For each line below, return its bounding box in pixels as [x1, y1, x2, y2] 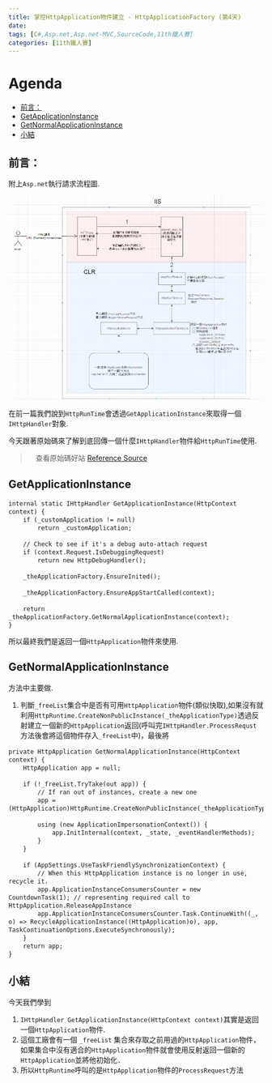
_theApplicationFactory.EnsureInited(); [23, 573, 161, 581]
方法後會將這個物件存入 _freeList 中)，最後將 [19, 730, 170, 740]
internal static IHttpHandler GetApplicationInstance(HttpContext [8, 500, 237, 508]
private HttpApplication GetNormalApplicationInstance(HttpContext [8, 748, 241, 756]
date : [8, 21, 27, 30]
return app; [23, 942, 63, 950]
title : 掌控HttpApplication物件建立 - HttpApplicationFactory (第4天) [8, 13, 242, 21]
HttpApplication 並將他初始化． [19, 1055, 125, 1064]
